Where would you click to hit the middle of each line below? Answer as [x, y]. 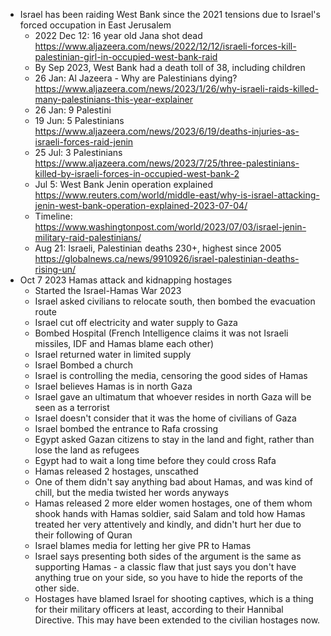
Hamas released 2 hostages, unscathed [116, 471]
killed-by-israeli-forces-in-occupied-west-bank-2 [137, 173]
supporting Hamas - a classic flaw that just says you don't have [165, 567]
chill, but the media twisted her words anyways [132, 492]
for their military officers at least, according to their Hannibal [159, 609]
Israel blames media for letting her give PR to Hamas [143, 545]
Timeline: [53, 216]
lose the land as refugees [87, 450]
